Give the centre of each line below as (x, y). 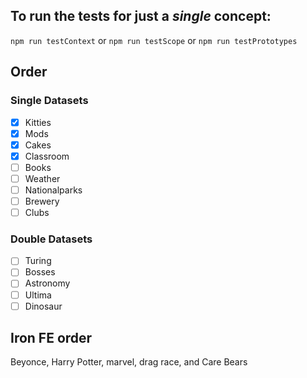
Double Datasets (51, 239)
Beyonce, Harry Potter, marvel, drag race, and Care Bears (129, 362)
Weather (42, 178)
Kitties (38, 122)
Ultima (38, 295)
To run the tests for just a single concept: (141, 16)
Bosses (40, 272)
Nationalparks (53, 190)
